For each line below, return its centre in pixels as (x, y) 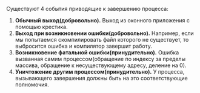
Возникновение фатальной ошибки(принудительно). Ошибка (97, 53)
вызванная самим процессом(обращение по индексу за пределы (100, 59)
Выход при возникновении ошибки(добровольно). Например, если (104, 33)
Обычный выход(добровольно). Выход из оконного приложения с (102, 20)
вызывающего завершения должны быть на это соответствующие (101, 78)
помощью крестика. (41, 27)
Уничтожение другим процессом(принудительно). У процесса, (100, 72)
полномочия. (32, 85)
